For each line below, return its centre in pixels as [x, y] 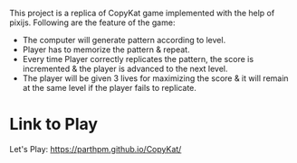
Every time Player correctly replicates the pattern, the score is [138, 59]
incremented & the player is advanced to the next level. [125, 68]
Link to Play [53, 124]
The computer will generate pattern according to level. [124, 40]
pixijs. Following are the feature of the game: [92, 23]
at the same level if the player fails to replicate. [110, 88]
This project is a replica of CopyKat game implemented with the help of [142, 13]
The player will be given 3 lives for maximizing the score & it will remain [155, 78]
